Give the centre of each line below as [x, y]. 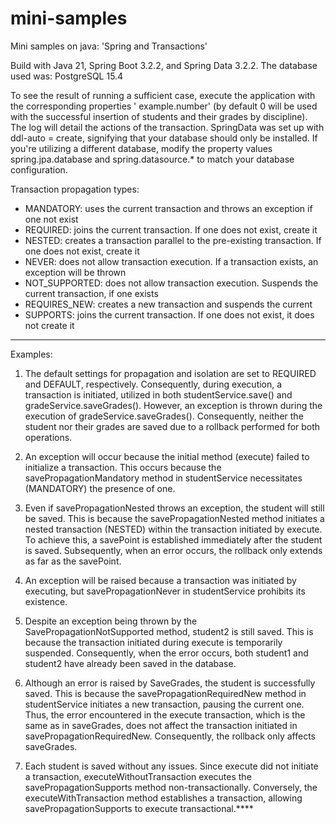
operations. [48, 437]
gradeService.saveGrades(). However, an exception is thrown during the [173, 405]
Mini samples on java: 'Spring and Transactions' [109, 46]
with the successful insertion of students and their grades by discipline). [159, 116]
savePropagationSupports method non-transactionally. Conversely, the [171, 787]
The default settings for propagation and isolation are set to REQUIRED [170, 373]
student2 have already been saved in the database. [130, 663]
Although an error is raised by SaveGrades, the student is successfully [170, 683]
